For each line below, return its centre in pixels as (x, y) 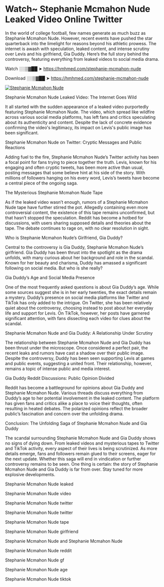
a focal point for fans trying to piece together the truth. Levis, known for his (81, 162)
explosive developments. (30, 474)
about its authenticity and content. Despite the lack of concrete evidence (79, 122)
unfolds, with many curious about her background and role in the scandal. (80, 257)
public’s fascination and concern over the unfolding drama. (64, 414)
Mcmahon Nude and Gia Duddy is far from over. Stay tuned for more (74, 469)
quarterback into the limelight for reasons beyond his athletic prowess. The (81, 43)
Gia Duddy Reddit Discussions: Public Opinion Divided (59, 378)
